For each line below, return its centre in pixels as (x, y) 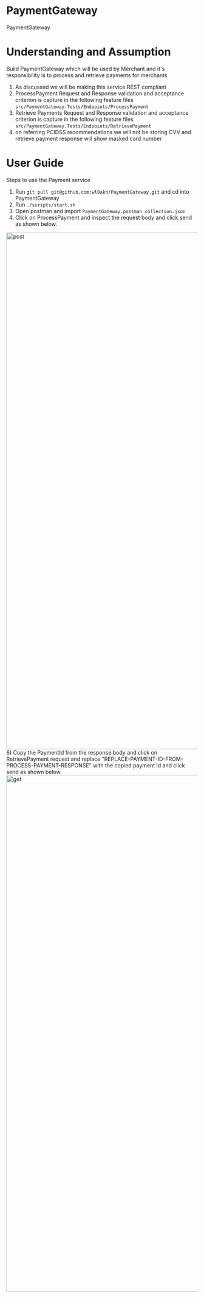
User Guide (35, 163)
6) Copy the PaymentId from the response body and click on (82, 752)
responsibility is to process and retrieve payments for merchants (87, 75)
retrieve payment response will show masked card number (88, 138)
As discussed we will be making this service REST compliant (91, 87)
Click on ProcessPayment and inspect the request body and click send (104, 217)
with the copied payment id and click (139, 765)
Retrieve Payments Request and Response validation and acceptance (102, 112)
